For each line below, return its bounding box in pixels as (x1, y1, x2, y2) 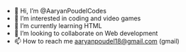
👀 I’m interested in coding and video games (13, 14, 141, 22)
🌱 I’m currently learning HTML (13, 22, 102, 30)
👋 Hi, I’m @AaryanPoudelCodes (13, 7, 106, 15)
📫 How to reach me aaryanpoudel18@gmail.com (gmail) (13, 37, 180, 45)
